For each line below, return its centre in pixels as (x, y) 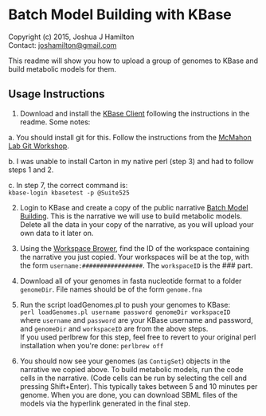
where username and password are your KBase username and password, (136, 320)
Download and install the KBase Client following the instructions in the (135, 113)
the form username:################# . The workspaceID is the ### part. (136, 265)
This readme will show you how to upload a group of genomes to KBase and (133, 61)
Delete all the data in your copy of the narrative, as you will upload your (137, 224)
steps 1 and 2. (31, 170)
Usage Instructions (57, 94)
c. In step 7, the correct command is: (68, 185)
